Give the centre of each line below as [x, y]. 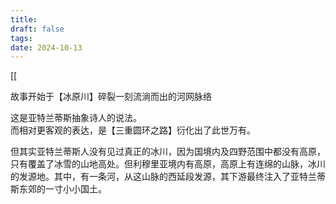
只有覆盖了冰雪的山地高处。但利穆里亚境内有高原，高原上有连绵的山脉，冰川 [168, 164]
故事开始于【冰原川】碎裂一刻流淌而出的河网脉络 [111, 97]
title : [24, 19]
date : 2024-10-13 [46, 47]
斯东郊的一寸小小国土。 [58, 189]
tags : [21, 38]
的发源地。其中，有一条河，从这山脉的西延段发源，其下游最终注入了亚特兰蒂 [168, 177]
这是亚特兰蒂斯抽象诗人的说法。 [76, 118]
